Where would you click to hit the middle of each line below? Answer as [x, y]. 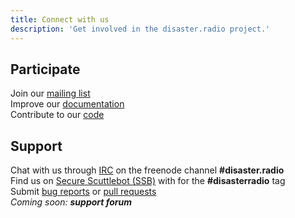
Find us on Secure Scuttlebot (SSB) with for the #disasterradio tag [148, 181]
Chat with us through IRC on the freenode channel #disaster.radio [147, 170]
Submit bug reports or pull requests [83, 192]
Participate [45, 69]
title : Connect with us [60, 19]
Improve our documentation [67, 104]
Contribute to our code [57, 115]
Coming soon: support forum [71, 202]
